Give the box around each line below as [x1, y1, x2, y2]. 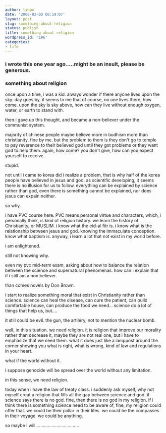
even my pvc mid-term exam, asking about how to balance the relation [5, 262, 149, 268]
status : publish [5, 26, 39, 31]
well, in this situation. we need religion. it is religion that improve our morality [5, 327, 162, 333]
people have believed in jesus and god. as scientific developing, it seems [5, 177, 154, 183]
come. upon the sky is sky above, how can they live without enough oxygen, [5, 102, 161, 108]
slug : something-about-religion [5, 21, 72, 26]
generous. [5, 66, 31, 73]
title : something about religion [5, 30, 74, 35]
